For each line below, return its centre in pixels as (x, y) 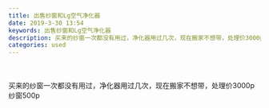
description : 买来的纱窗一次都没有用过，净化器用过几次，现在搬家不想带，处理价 (127, 38)
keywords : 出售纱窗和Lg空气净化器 (60, 30)
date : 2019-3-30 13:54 (46, 23)
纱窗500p (24, 95)
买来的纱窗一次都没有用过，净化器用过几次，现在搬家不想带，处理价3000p (131, 86)
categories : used (37, 45)
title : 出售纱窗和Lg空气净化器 (54, 15)
